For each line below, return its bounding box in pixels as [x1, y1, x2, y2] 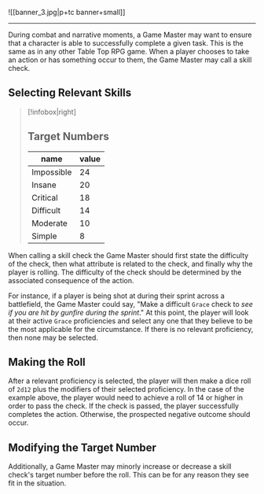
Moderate [31, 217, 68, 228]
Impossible [31, 166, 72, 177]
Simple [31, 230, 57, 241]
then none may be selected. [8, 333, 98, 342]
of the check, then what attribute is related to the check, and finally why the [8, 259, 253, 268]
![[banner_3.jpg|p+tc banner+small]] [8, 8, 126, 17]
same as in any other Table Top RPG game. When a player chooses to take [8, 47, 250, 56]
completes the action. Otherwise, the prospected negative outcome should [8, 410, 251, 419]
